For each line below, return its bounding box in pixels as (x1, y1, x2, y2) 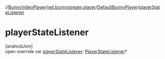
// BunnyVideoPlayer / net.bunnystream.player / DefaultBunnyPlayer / (5, 4, 140, 10)
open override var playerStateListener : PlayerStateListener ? (5, 48, 128, 54)
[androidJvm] (5, 43, 33, 49)
